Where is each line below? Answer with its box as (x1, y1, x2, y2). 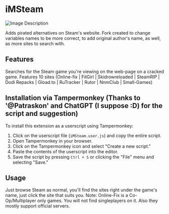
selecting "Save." (12, 159, 48, 165)
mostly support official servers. (5, 203, 70, 209)
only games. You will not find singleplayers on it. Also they (37, 197, 158, 204)
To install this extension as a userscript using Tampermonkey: (5, 123, 134, 129)
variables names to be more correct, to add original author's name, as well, (5, 35, 161, 41)
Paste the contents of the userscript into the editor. (12, 148, 119, 154)
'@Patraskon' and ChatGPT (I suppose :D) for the (5, 101, 163, 110)
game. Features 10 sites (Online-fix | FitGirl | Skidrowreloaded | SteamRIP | (5, 74, 160, 80)
